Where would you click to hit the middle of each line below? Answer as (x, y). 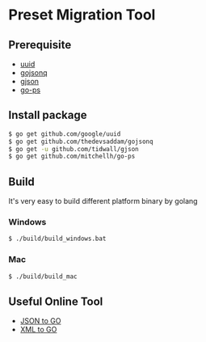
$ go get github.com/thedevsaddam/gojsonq (81, 141)
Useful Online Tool (56, 301)
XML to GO (38, 330)
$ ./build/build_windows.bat (57, 239)
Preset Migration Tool (82, 15)
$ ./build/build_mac (43, 277)
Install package (48, 115)
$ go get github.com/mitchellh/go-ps (72, 156)
